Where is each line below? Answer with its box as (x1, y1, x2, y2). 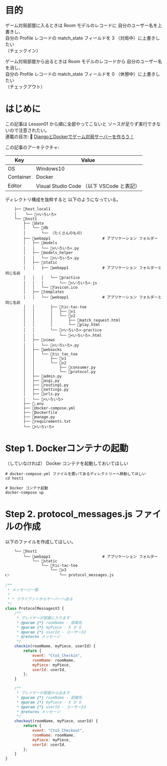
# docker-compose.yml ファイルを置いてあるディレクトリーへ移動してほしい (5, 471, 146, 476)
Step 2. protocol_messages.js (5, 509, 133, 520)
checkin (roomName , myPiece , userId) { (14, 644, 96, 649)
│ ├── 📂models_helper (23, 250, 73, 255)
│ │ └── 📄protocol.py (23, 369, 96, 374)
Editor (8, 182, 22, 189)
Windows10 (36, 165, 65, 172)
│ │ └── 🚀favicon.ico (23, 285, 78, 290)
